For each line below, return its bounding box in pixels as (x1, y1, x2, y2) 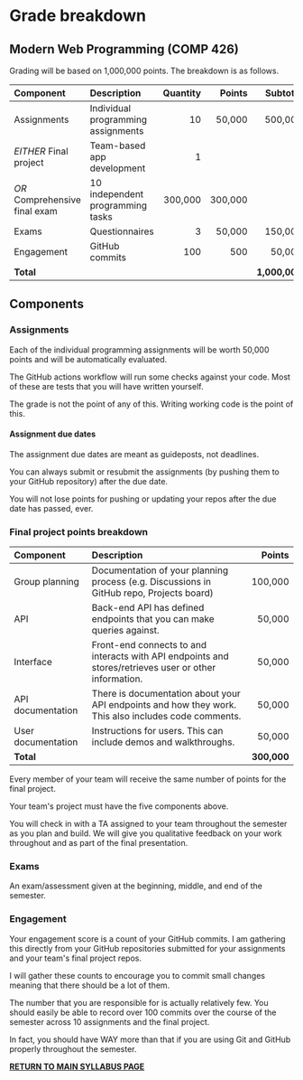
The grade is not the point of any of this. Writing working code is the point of (9, 399, 294, 409)
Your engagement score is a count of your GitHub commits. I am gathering (9, 933, 286, 944)
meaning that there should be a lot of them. (9, 980, 170, 991)
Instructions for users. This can (91, 725, 224, 737)
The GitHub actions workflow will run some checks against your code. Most (9, 371, 291, 382)
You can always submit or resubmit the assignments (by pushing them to (9, 466, 280, 477)
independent (89, 188, 144, 200)
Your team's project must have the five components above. (9, 801, 229, 812)
